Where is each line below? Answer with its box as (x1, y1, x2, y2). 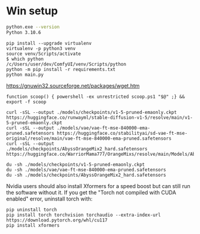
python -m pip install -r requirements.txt (6, 66, 116, 72)
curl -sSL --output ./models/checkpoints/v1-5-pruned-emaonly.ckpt (6, 109, 177, 115)
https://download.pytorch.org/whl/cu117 (6, 217, 108, 223)
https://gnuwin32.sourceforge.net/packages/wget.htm (6, 82, 140, 89)
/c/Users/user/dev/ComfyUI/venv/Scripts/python (6, 61, 127, 67)
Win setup (6, 4, 58, 18)
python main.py (6, 72, 44, 78)
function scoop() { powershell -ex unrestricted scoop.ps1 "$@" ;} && (6, 94, 185, 100)
